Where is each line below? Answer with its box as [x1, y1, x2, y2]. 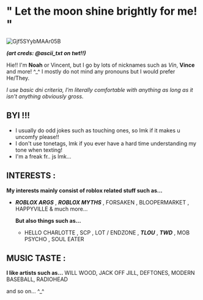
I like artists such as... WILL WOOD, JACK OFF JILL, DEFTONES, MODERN [6, 269, 195, 277]
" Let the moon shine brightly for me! [6, 4, 197, 18]
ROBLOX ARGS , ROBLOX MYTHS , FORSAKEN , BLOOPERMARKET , [15, 198, 190, 206]
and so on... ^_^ [6, 288, 45, 295]
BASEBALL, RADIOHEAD [6, 276, 68, 283]
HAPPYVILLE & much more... [15, 205, 88, 212]
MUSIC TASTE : [6, 253, 66, 263]
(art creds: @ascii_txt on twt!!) [6, 49, 87, 56]
